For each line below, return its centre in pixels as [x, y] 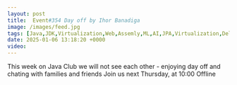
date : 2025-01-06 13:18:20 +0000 [56, 40]
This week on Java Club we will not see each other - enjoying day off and [114, 66]
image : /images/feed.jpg [44, 27]
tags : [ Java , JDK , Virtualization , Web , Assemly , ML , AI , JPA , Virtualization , [115, 33]
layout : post [26, 14]
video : [17, 46]
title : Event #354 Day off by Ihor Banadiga [74, 20]
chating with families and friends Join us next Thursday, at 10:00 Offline [112, 74]
